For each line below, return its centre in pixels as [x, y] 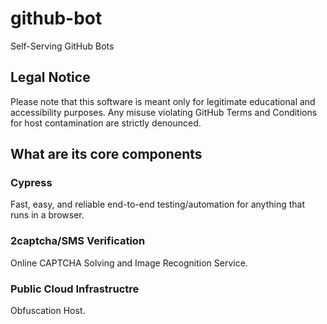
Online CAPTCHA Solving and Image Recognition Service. [129, 263]
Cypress [31, 183]
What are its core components [106, 154]
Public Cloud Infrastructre [75, 289]
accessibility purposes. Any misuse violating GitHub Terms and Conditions [164, 112]
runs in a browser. [47, 215]
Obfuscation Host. [48, 311]
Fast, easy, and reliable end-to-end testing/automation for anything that [157, 204]
